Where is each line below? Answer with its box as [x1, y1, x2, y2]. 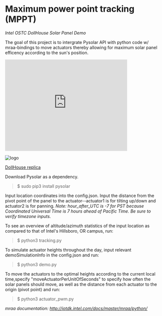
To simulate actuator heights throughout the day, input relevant [5, 247, 132, 253]
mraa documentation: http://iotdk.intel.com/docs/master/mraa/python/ [5, 305, 148, 311]
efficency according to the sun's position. [5, 50, 89, 56]
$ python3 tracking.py [17, 237, 62, 243]
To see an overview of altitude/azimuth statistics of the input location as [5, 223, 150, 229]
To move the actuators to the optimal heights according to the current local [5, 271, 156, 276]
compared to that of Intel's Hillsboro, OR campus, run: [5, 228, 114, 234]
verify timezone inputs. [5, 213, 51, 219]
